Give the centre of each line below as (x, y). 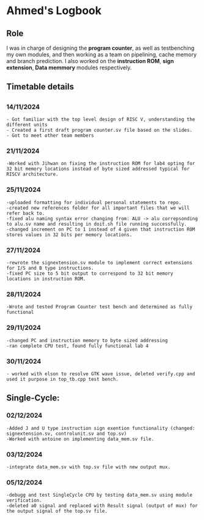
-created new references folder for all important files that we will (98, 208)
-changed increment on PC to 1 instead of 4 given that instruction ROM (101, 229)
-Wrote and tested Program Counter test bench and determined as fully (99, 307)
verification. (24, 500)
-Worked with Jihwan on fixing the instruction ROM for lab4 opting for (101, 164)
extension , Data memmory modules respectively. (69, 67)
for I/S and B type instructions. (50, 268)
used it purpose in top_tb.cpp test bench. (63, 379)
